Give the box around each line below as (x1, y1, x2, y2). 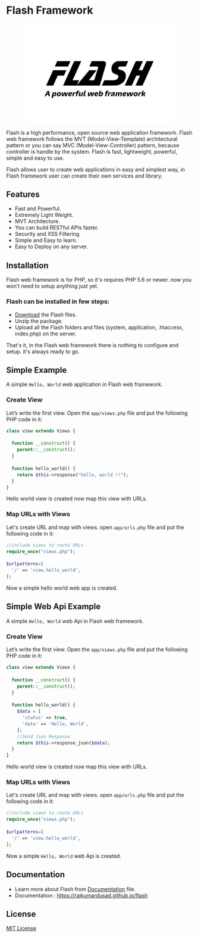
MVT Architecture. (14, 218, 61, 225)
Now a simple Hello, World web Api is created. (6, 852, 122, 860)
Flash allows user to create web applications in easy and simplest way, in (6, 166, 186, 173)
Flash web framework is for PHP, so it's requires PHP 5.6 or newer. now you (6, 276, 192, 284)
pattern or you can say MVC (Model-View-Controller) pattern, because (6, 141, 180, 149)
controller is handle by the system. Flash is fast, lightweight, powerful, (6, 148, 178, 155)
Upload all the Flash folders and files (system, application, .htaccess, (14, 323, 184, 331)
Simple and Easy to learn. (14, 236, 77, 244)
